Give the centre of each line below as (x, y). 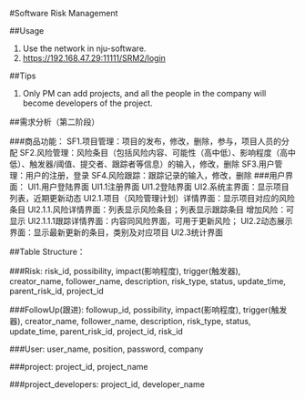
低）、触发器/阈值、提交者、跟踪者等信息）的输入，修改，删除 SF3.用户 (142, 164)
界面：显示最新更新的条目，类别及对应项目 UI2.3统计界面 (116, 232)
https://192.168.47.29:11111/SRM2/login (94, 58)
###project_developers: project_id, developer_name (107, 384)
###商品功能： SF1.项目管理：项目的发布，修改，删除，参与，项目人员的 (146, 141)
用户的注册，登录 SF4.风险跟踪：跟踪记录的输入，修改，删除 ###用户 (155, 175)
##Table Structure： (47, 251)
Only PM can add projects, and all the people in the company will (144, 93)
